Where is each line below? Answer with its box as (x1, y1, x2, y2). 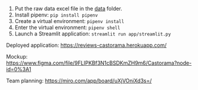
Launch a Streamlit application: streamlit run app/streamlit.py (14, 30, 171, 37)
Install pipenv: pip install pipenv (14, 11, 98, 18)
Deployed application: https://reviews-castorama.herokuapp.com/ (6, 41, 167, 49)
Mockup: (6, 53, 28, 60)
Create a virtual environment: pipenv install (14, 18, 125, 24)
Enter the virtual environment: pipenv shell (14, 24, 121, 31)
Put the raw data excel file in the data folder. (14, 5, 122, 12)
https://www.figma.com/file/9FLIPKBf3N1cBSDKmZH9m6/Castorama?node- (6, 59, 192, 66)
